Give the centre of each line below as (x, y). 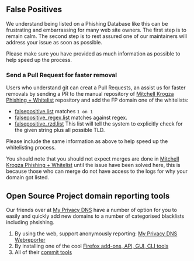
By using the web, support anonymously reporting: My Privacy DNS (96, 234)
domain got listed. (28, 178)
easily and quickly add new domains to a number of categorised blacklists (95, 216)
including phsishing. (30, 222)
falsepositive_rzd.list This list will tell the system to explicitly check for (98, 124)
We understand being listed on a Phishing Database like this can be (87, 23)
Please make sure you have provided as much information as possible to (93, 53)
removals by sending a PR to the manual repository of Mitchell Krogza (90, 94)
